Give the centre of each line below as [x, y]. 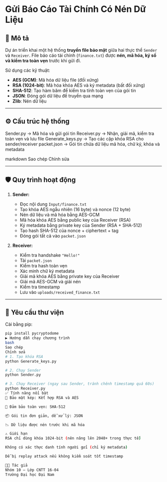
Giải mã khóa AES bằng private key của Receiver [70, 276]
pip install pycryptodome [32, 334]
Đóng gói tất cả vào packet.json [53, 236]
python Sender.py [23, 375]
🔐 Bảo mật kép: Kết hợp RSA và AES [42, 398]
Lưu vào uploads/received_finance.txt [60, 292]
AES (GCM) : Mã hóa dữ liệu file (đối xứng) [55, 80]
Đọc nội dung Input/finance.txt [53, 204]
